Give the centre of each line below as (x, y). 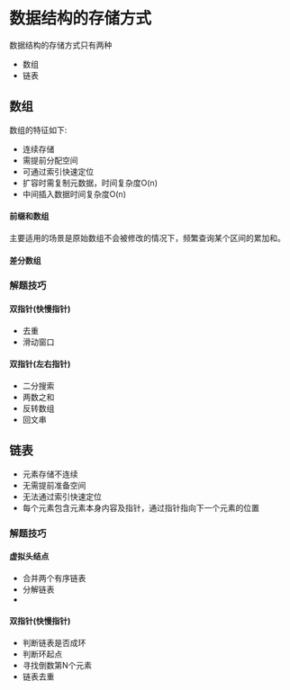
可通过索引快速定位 (58, 171)
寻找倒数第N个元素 (57, 666)
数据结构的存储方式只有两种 (61, 45)
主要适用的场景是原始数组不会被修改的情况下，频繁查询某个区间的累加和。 (147, 237)
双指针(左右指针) (40, 364)
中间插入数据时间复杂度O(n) (74, 193)
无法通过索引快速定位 (62, 497)
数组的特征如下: (38, 130)
